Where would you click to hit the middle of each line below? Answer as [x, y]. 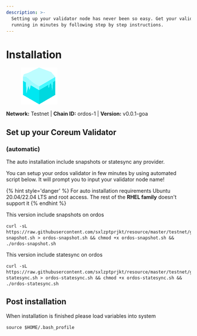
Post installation [36, 302]
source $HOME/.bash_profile [40, 327]
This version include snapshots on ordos [55, 215]
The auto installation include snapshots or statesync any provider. [86, 162]
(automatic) [23, 149]
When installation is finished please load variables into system [81, 316]
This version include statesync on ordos [54, 255]
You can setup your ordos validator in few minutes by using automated [91, 173]
